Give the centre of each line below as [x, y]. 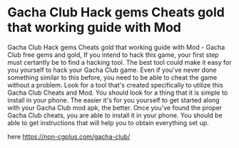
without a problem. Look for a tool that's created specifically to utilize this [115, 85]
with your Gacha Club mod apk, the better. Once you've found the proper [115, 107]
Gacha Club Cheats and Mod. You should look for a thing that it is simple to [118, 92]
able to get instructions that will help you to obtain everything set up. [108, 122]
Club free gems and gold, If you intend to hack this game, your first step [113, 55]
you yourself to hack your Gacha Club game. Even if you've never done [112, 70]
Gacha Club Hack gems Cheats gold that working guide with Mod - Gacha [116, 47]
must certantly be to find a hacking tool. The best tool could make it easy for [119, 62]
